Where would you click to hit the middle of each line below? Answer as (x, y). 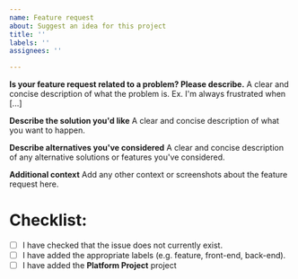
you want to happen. (47, 130)
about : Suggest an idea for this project (88, 26)
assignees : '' (36, 51)
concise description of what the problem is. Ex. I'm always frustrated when (148, 94)
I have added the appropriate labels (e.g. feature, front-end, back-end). (154, 256)
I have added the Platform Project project (99, 266)
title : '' (28, 34)
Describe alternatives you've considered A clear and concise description (147, 148)
